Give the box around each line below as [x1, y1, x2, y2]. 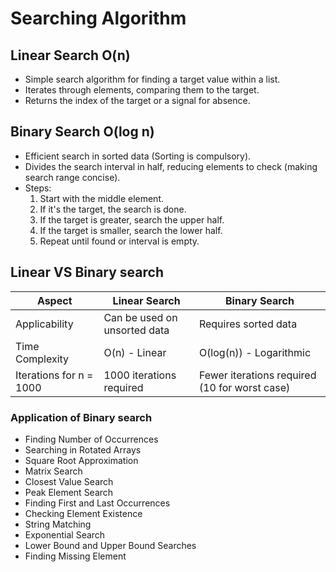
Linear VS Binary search [10, 264, 164, 281]
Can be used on [103, 310, 178, 324]
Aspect [36, 293, 73, 307]
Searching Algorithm [10, 7, 187, 30]
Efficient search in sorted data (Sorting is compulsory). [24, 150, 252, 162]
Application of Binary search [10, 410, 153, 424]
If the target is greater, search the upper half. [39, 213, 225, 226]
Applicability [15, 317, 74, 331]
